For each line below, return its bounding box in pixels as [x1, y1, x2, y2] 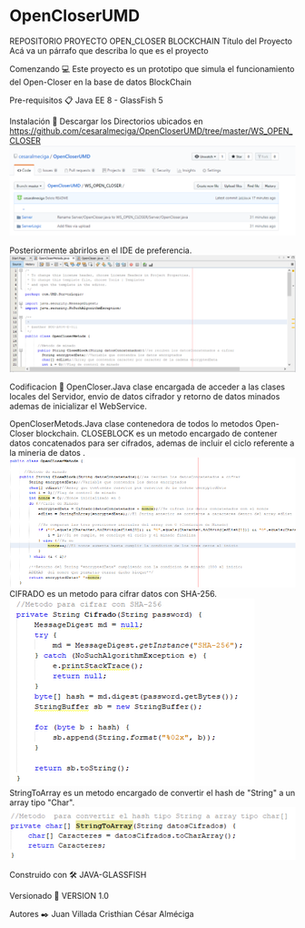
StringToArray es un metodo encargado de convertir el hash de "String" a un [9, 788, 296, 799]
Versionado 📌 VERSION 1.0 [9, 891, 109, 902]
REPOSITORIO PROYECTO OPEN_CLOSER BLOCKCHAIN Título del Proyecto [9, 35, 293, 46]
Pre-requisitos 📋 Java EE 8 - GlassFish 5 [9, 95, 163, 106]
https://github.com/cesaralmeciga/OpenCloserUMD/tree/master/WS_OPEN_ [9, 125, 293, 136]
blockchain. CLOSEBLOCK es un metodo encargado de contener [35, 429, 278, 439]
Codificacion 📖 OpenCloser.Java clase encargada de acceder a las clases [9, 381, 286, 392]
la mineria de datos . [9, 448, 86, 459]
